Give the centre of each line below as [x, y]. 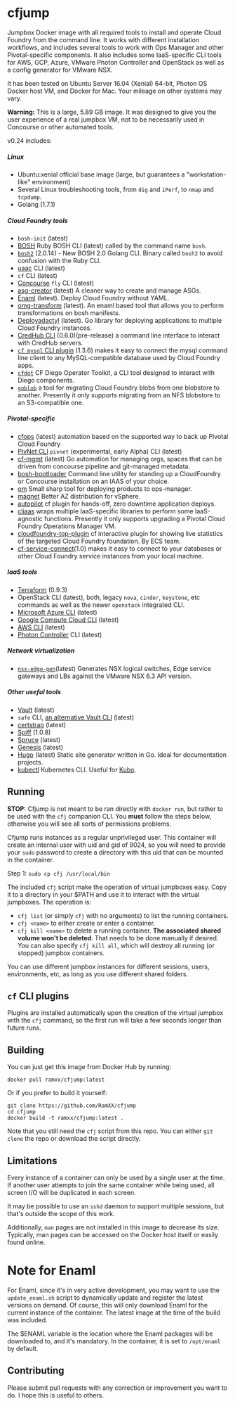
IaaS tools [22, 572]
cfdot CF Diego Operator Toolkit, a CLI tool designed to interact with [116, 372]
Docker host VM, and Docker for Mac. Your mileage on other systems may [115, 91]
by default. [23, 1348]
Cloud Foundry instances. [55, 328]
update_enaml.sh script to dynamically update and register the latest [105, 1297]
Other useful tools [34, 692]
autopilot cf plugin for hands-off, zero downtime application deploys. [116, 504]
